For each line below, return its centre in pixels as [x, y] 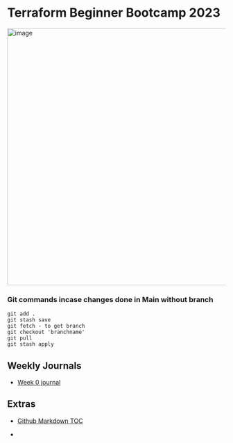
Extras [21, 404]
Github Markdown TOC [50, 421]
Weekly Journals [44, 366]
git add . [21, 314]
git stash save [29, 320]
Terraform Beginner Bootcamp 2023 [114, 13]
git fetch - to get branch [46, 326]
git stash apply [31, 344]
